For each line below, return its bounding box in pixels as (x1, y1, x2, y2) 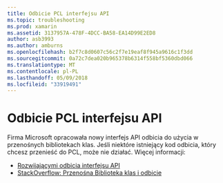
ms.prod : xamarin (7, 23, 57, 30)
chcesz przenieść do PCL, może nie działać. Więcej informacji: (7, 148, 186, 156)
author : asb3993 (7, 36, 54, 43)
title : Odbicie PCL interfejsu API (7, 10, 110, 17)
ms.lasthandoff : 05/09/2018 (7, 74, 88, 81)
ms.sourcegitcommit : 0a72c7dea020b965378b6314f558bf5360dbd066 (7, 55, 193, 62)
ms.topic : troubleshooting (7, 17, 85, 23)
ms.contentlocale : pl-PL (7, 68, 79, 75)
